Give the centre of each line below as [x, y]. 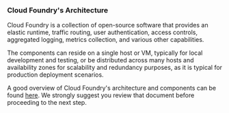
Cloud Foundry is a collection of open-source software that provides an [108, 25]
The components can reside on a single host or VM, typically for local [105, 53]
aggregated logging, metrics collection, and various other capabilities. [106, 40]
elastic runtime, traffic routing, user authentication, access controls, [103, 32]
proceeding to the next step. [47, 103]
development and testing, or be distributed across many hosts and [100, 60]
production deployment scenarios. [55, 75]
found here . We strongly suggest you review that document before [101, 95]
